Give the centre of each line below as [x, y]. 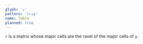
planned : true [19, 23]
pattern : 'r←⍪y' [21, 14]
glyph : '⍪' [16, 9]
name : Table [17, 18]
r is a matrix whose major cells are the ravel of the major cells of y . [72, 36]
